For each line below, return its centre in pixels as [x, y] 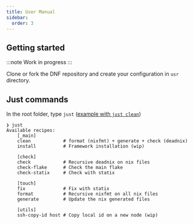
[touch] [27, 183]
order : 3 [23, 23]
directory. [18, 81]
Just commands [37, 100]
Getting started [36, 48]
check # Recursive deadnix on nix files [83, 162]
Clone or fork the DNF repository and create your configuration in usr [93, 74]
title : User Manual [31, 12]
